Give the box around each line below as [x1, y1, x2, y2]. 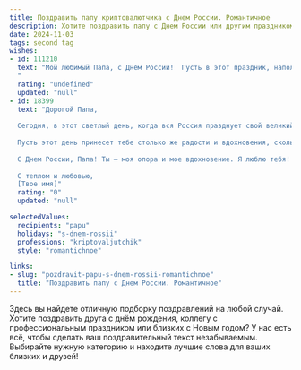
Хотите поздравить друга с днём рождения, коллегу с [9, 313, 218, 323]
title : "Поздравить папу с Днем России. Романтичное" [17, 279, 222, 288]
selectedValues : [9, 212, 70, 221]
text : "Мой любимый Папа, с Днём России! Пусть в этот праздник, [17, 64, 271, 73]
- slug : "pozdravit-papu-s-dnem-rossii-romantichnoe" [9, 271, 215, 280]
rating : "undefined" [17, 80, 94, 89]
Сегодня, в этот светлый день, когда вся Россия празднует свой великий [17, 122, 295, 131]
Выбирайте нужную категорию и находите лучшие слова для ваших [9, 341, 271, 352]
